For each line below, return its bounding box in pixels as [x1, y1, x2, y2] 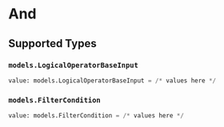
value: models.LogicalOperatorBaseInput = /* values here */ [8, 77, 217, 85]
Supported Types [8, 37, 98, 50]
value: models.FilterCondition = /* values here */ [8, 112, 184, 120]
